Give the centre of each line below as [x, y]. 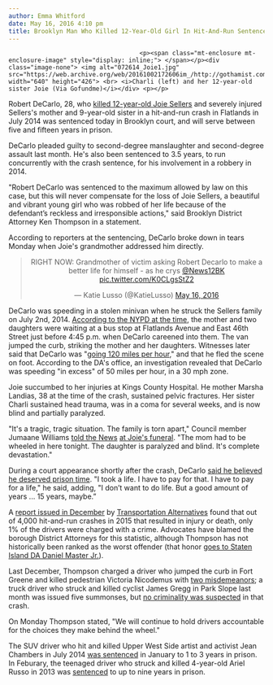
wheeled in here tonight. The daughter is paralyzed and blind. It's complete [134, 446]
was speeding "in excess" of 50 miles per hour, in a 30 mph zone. [119, 372]
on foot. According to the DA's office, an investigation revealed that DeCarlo [135, 363]
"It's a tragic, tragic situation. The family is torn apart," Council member [128, 429]
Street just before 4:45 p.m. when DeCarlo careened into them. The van [129, 337]
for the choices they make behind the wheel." [84, 630]
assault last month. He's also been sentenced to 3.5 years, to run [117, 155]
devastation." [30, 455]
